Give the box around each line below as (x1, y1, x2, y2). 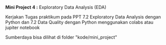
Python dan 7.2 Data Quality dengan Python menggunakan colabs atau (5, 19, 154, 25)
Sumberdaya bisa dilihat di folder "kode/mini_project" (5, 34, 117, 40)
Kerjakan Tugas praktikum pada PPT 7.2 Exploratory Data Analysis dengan (5, 14, 161, 19)
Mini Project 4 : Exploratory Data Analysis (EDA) (5, 4, 107, 10)
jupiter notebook (5, 24, 40, 30)
